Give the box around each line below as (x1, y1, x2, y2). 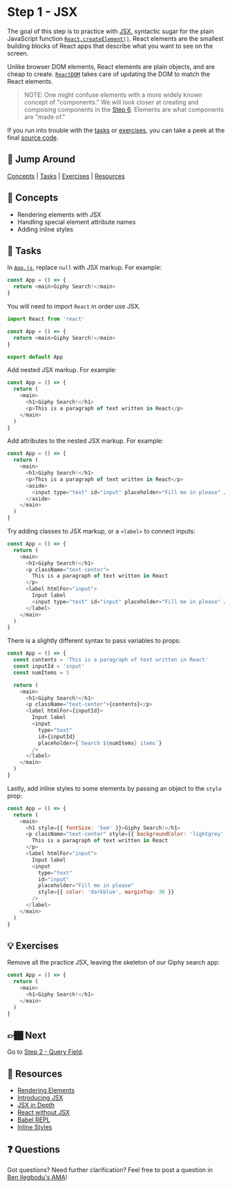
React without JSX (17, 1108, 70, 1117)
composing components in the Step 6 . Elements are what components (23, 105, 224, 113)
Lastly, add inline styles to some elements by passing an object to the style (7, 784, 222, 792)
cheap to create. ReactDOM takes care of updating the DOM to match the (7, 70, 211, 78)
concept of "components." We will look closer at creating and (23, 98, 199, 106)
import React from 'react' (7, 316, 85, 322)
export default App (7, 354, 64, 360)
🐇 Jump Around (7, 154, 76, 165)
